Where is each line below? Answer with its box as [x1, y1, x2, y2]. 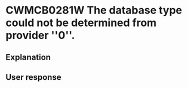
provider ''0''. [5, 29, 75, 42]
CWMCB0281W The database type [5, 4, 183, 17]
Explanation [5, 52, 51, 62]
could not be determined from [5, 16, 157, 30]
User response [5, 72, 61, 82]
